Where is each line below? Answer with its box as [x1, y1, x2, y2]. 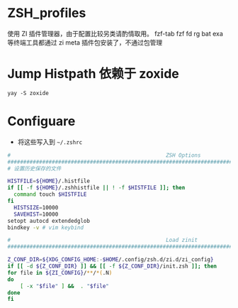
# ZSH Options [7, 151, 201, 159]
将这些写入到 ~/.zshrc [17, 137, 83, 146]
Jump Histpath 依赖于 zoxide [7, 66, 179, 82]
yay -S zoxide [7, 89, 50, 97]
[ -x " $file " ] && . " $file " [20, 282, 110, 290]
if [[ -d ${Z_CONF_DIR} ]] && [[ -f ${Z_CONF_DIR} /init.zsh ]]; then [7, 263, 217, 270]
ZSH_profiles [7, 5, 86, 21]
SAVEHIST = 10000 [13, 211, 59, 218]
